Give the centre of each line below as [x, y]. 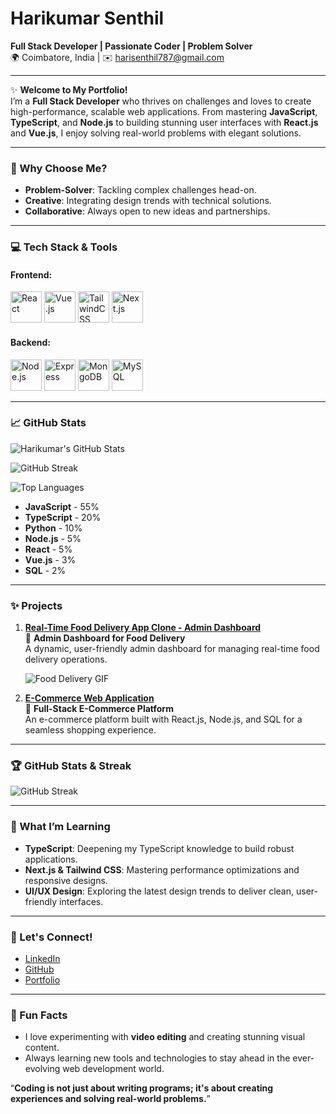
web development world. [113, 1069]
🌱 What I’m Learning [60, 827]
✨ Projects [36, 605]
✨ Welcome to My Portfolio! [69, 89]
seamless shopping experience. [90, 730]
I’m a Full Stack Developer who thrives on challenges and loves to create [161, 101]
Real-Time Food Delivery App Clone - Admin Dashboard [143, 628]
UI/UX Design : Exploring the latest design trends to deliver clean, [159, 891]
